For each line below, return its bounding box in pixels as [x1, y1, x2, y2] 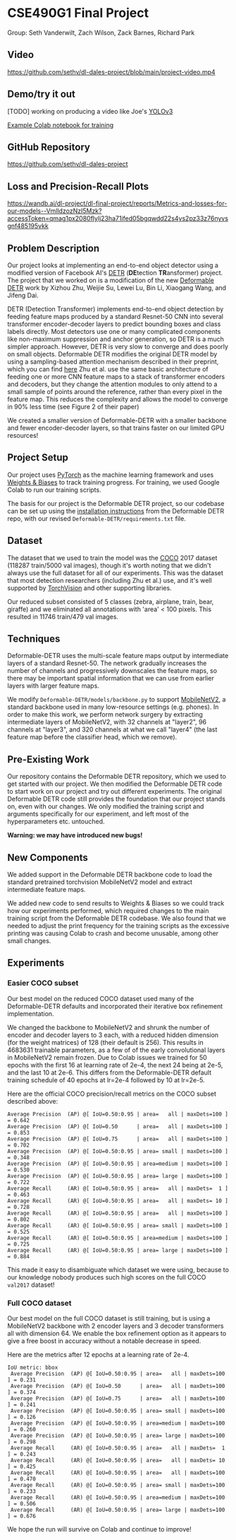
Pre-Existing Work [7, 753, 89, 765]
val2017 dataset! [7, 1280, 55, 1289]
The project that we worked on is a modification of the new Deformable [7, 276, 215, 284]
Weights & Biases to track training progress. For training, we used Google [7, 477, 220, 486]
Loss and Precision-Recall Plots [7, 180, 149, 192]
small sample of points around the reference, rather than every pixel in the [7, 388, 223, 395]
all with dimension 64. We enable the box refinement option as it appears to [7, 1329, 227, 1338]
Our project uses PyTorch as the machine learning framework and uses [7, 470, 214, 479]
